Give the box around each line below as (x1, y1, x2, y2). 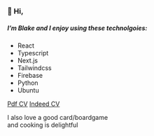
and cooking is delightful (7, 121, 78, 129)
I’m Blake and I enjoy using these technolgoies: (7, 24, 148, 32)
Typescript (17, 48, 49, 57)
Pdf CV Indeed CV (7, 100, 60, 108)
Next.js (17, 56, 38, 64)
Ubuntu (17, 86, 40, 94)
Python (17, 79, 38, 87)
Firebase (17, 71, 43, 79)
